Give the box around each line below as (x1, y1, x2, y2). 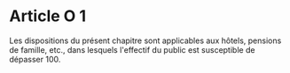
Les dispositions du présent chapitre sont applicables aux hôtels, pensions (9, 35, 282, 46)
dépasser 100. (9, 54, 61, 64)
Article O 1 (9, 6, 87, 26)
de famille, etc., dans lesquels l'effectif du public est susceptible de (9, 44, 255, 55)
